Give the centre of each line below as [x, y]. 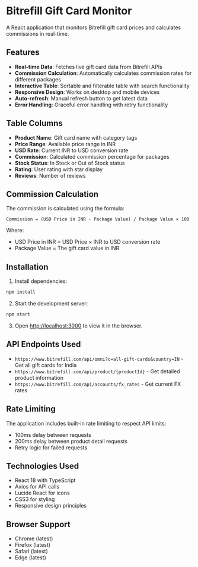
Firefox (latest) [33, 545]
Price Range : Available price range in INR [65, 144]
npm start [18, 314]
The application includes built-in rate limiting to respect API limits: [86, 423]
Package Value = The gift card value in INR [67, 248]
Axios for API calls [37, 487]
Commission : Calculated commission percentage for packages [92, 156]
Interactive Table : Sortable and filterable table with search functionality [102, 86]
